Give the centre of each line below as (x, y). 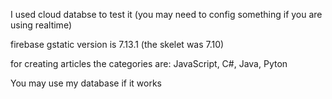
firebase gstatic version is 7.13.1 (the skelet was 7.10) (117, 44)
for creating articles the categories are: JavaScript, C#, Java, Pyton (149, 63)
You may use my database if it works (86, 83)
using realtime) (41, 25)
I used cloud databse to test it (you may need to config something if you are (166, 14)
